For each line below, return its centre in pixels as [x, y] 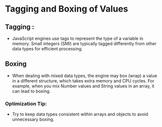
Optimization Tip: [26, 104]
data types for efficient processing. [47, 49]
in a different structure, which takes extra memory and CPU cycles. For [83, 80]
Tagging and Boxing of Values [67, 9]
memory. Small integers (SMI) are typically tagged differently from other [84, 44]
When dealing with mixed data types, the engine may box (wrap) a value [84, 76]
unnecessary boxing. [33, 119]
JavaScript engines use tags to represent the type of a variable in [78, 38]
